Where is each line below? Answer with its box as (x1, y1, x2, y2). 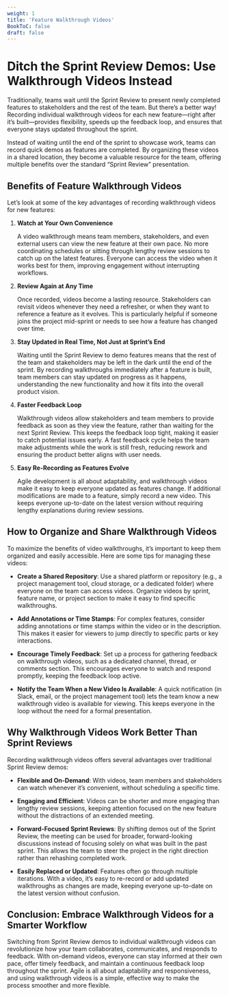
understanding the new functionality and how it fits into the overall (16, 380, 204, 388)
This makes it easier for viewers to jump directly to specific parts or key (16, 629, 219, 637)
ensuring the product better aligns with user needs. (16, 451, 162, 458)
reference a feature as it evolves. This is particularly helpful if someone (16, 310, 217, 318)
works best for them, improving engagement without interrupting (16, 261, 200, 270)
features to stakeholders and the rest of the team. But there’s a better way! (7, 104, 217, 112)
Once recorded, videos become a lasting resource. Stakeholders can (16, 296, 211, 303)
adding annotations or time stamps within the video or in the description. (16, 621, 222, 630)
